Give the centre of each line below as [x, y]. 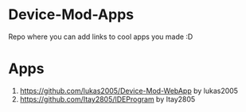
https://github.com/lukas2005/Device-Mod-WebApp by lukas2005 [129, 91]
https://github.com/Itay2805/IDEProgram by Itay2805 [107, 99]
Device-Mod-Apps [71, 15]
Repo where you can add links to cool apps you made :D [101, 37]
